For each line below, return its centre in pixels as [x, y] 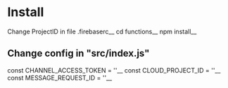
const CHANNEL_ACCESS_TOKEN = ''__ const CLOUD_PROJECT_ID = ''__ [114, 70]
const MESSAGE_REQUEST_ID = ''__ [60, 78]
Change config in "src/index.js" [78, 53]
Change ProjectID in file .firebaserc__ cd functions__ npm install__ [102, 31]
